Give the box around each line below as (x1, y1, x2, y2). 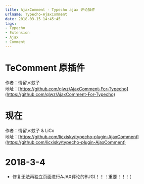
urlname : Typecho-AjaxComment (5, 12, 68, 17)
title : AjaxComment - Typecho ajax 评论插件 (5, 7, 96, 12)
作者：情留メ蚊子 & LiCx (5, 127, 54, 134)
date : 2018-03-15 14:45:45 (5, 16, 61, 21)
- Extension (5, 30, 30, 35)
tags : (5, 21, 16, 26)
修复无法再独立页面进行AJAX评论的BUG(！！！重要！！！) (12, 174, 132, 180)
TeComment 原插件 (5, 62, 85, 73)
